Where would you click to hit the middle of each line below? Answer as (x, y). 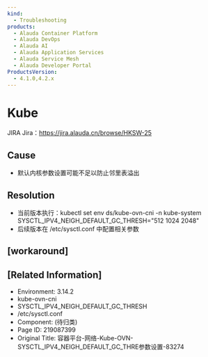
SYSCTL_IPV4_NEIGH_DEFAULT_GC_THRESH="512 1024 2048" (108, 221)
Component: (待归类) (47, 322)
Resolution (31, 195)
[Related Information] (55, 275)
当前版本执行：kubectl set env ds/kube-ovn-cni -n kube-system (109, 212)
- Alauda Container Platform (56, 33)
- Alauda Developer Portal (53, 65)
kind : (15, 14)
